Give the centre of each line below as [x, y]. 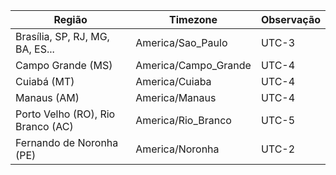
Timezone [193, 19]
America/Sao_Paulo [181, 42]
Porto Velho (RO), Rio [65, 114]
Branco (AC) [44, 126]
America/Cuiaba [173, 81]
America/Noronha [177, 149]
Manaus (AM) [47, 97]
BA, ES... [35, 49]
